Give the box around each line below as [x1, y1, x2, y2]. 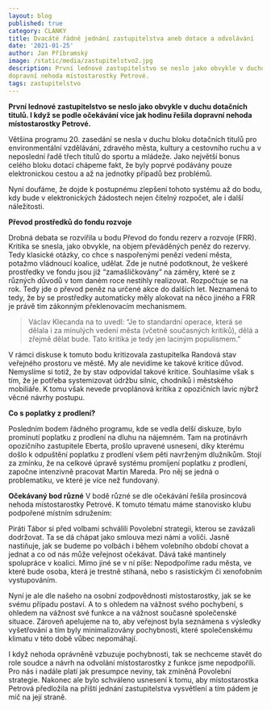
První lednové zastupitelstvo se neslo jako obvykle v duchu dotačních [8, 102, 248, 111]
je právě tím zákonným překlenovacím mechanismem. [8, 301, 187, 311]
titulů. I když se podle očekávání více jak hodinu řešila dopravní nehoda [8, 110, 252, 119]
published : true [8, 19, 63, 27]
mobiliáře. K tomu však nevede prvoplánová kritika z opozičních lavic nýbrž [8, 384, 259, 394]
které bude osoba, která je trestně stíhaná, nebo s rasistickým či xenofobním [8, 566, 263, 576]
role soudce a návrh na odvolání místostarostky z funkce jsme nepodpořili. [8, 658, 256, 667]
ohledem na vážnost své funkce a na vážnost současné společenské [8, 608, 237, 617]
